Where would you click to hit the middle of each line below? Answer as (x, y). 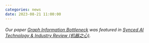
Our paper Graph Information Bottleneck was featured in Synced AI (74, 30)
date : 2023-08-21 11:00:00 (33, 14)
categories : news (23, 10)
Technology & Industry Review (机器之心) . (48, 36)
